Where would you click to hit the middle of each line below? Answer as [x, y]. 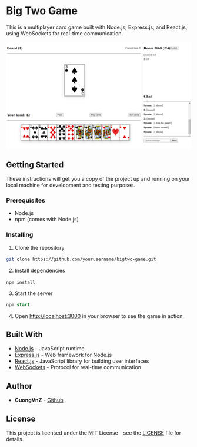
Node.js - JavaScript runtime [50, 349]
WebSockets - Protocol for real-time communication [78, 367]
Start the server [34, 293]
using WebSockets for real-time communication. [65, 33]
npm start [18, 304]
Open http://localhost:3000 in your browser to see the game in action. [99, 316]
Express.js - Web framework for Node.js [63, 355]
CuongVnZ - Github [39, 400]
